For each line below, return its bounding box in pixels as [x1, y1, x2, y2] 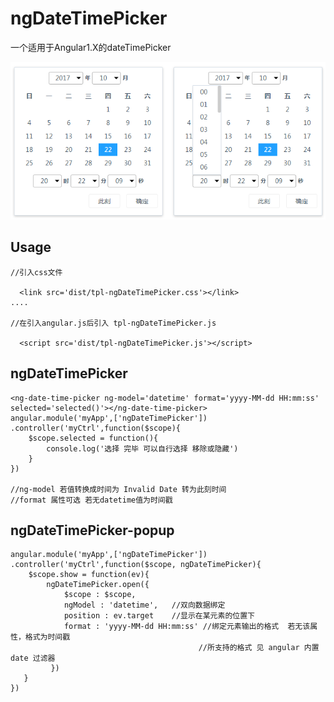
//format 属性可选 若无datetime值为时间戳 [10, 495, 173, 505]
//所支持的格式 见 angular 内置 [198, 643, 320, 653]
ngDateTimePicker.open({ [46, 580, 150, 590]
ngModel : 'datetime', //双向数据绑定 [63, 600, 226, 611]
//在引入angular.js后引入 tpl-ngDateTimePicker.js [10, 318, 217, 328]
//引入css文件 [10, 267, 63, 277]
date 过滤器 [10, 653, 56, 664]
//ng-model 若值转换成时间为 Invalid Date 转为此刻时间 [10, 484, 227, 494]
